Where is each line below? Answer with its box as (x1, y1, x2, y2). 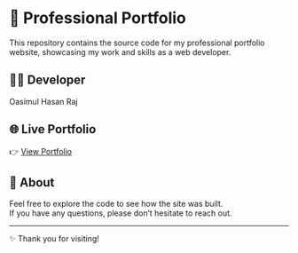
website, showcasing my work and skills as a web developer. (9, 46, 231, 57)
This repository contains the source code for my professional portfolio (9, 37, 265, 48)
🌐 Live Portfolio (9, 122, 97, 137)
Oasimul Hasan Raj (9, 96, 78, 107)
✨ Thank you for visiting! (9, 233, 100, 244)
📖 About (9, 175, 55, 190)
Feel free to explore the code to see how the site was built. (9, 199, 223, 210)
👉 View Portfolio (9, 146, 73, 156)
